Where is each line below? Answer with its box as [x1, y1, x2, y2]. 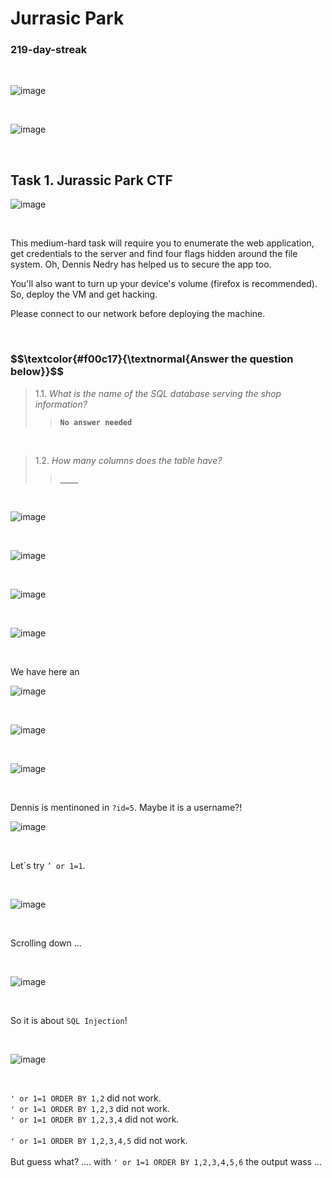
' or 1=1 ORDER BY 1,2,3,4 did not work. [10, 1113, 180, 1125]
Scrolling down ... [10, 937, 82, 949]
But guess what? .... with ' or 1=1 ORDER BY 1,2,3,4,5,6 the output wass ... [10, 1155, 322, 1167]
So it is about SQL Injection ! [10, 1014, 128, 1026]
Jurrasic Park [10, 7, 125, 30]
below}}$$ [10, 365, 64, 379]
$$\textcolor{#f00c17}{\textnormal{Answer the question [10, 352, 294, 366]
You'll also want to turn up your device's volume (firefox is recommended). [10, 278, 318, 290]
